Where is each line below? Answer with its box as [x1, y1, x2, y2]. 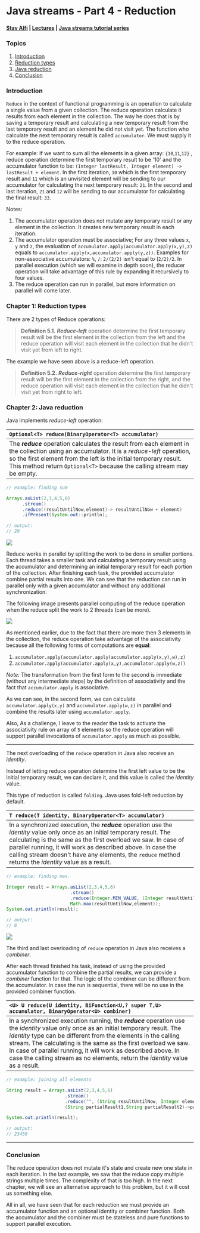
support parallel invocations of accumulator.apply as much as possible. [6, 732, 181, 739]
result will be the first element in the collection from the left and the [20, 333, 186, 341]
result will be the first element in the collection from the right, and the [20, 375, 190, 383]
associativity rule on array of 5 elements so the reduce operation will [6, 726, 174, 733]
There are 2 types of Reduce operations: [6, 315, 106, 323]
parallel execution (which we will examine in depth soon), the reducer [14, 261, 186, 269]
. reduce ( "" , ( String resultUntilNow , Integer [64, 1098, 180, 1105]
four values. [14, 275, 45, 282]
